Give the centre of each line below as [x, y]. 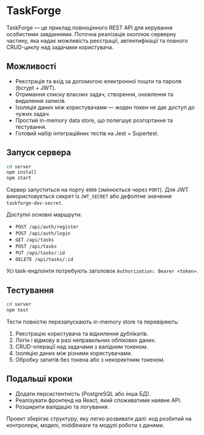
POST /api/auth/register [47, 227]
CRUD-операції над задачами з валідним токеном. [81, 346]
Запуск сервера [39, 153]
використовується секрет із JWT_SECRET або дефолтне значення [89, 196]
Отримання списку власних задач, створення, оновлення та [94, 94]
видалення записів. [40, 100]
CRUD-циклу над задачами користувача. [60, 47]
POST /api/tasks [36, 247]
